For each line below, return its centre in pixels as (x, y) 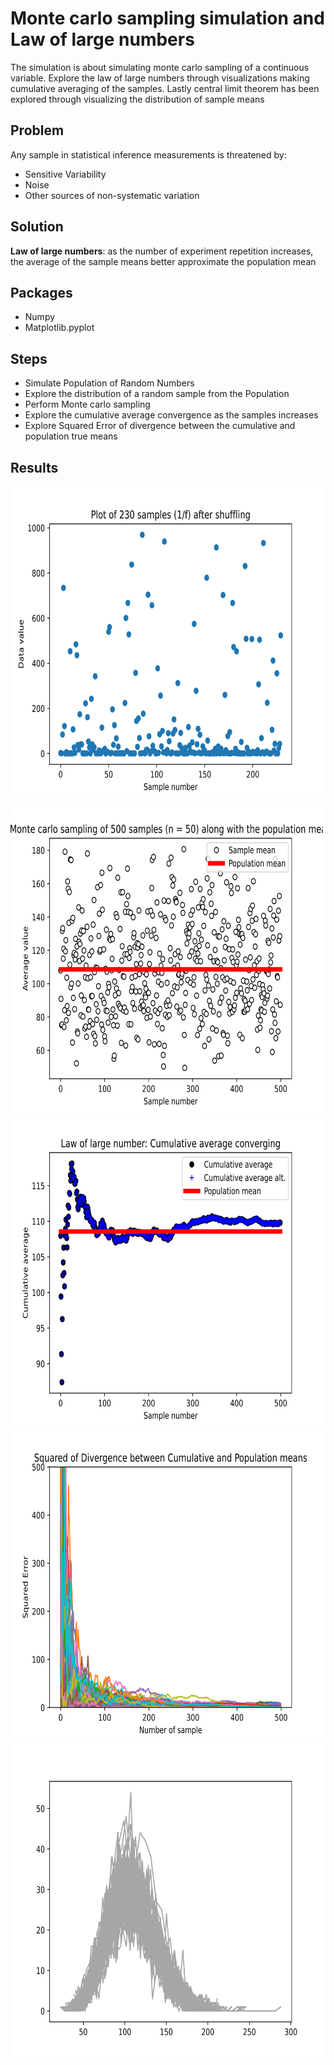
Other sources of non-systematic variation (112, 195)
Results (34, 467)
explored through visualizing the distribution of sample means (137, 99)
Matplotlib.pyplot (59, 328)
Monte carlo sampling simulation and (167, 18)
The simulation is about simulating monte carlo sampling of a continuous (160, 67)
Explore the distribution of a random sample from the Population (157, 394)
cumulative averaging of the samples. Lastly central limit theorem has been (165, 88)
